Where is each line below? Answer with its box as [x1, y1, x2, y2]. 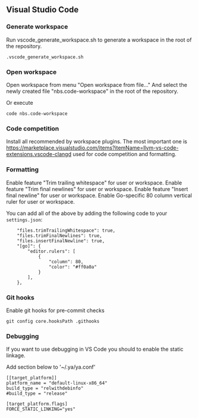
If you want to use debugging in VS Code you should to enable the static [6, 345, 184, 353]
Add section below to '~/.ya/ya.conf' [6, 363, 96, 371]
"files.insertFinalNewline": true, [17, 238, 105, 244]
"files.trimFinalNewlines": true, [17, 232, 102, 239]
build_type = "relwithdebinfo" [6, 385, 84, 392]
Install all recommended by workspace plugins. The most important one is [6, 138, 187, 145]
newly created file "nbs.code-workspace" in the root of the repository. [6, 88, 178, 95]
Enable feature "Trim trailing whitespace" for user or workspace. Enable [6, 179, 183, 186]
